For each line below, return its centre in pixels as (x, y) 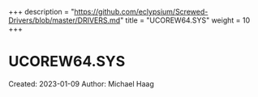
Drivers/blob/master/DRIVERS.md (64, 20)
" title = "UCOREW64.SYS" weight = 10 (185, 20)
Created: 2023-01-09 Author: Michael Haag (81, 83)
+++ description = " (41, 12)
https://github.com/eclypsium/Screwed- (141, 12)
